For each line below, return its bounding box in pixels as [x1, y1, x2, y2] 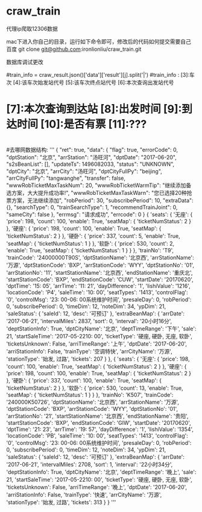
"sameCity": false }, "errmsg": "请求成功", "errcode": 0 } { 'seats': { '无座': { [6, 211, 193, 218]
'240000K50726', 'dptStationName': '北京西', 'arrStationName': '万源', [6, 398, 180, 406]
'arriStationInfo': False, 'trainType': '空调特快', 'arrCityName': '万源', [6, 348, 173, 355]
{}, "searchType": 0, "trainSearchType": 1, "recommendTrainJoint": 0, [6, 204, 178, 211]
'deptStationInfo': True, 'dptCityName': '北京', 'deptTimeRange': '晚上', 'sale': [6, 468, 197, 476]
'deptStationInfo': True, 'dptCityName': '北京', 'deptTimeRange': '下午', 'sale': [6, 325, 197, 332]
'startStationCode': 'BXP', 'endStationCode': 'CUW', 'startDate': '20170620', [6, 276, 194, 283]
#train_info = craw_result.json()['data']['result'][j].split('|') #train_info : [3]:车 [6, 71, 195, 78]
